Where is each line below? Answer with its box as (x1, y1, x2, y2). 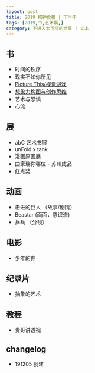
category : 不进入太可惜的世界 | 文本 (6, 25, 89, 32)
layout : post (6, 8, 38, 15)
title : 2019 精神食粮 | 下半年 (6, 14, 77, 20)
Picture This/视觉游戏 (14, 81, 67, 88)
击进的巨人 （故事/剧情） (14, 203, 76, 211)
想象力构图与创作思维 (14, 88, 67, 95)
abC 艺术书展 (14, 139, 47, 146)
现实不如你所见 (14, 73, 51, 80)
